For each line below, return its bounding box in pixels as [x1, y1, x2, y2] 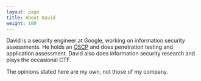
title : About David [6, 15, 56, 21]
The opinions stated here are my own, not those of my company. [6, 68, 169, 76]
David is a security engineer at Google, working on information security [6, 37, 186, 44]
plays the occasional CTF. [6, 56, 71, 64]
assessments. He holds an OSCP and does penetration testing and [6, 43, 174, 51]
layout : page [6, 9, 40, 15]
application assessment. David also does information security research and [6, 50, 196, 57]
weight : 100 [6, 20, 37, 26]
